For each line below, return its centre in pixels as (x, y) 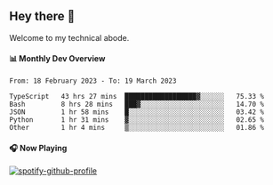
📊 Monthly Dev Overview (57, 59)
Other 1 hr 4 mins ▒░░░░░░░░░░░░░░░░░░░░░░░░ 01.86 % (137, 128)
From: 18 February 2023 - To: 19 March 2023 (93, 81)
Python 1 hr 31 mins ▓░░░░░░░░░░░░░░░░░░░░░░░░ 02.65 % (137, 120)
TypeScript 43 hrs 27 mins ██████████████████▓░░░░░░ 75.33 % (137, 97)
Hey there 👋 (42, 16)
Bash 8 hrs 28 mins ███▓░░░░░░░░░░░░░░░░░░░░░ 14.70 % (137, 105)
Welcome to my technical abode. (69, 37)
